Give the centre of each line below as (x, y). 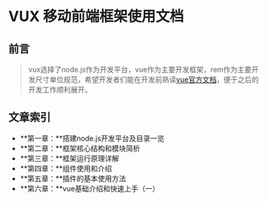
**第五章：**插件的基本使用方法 (73, 178)
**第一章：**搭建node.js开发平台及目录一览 (92, 138)
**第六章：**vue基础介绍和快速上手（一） (90, 188)
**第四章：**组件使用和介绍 (66, 168)
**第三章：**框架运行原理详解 (69, 158)
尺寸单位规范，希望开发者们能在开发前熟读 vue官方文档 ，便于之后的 (147, 80)
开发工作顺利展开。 (60, 90)
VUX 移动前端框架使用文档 (96, 16)
